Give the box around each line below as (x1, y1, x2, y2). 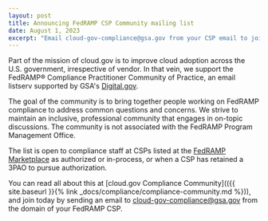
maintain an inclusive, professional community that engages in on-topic (8, 113, 243, 124)
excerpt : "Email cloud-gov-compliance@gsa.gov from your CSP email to (8, 34, 248, 42)
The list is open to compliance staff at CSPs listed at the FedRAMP (8, 146, 227, 156)
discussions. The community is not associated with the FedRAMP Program (8, 122, 253, 132)
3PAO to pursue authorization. (8, 163, 108, 172)
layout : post (8, 11, 52, 20)
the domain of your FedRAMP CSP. (8, 204, 123, 214)
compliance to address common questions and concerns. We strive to (8, 105, 238, 115)
